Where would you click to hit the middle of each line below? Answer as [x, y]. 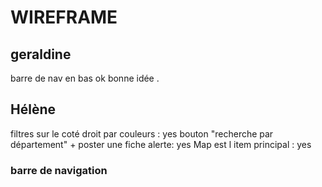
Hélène [33, 109]
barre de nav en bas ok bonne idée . [85, 78]
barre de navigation [59, 170]
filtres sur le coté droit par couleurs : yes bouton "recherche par [142, 133]
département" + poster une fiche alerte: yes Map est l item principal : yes [161, 144]
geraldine [41, 54]
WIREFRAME [64, 17]
